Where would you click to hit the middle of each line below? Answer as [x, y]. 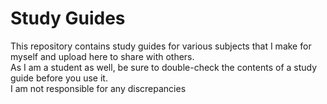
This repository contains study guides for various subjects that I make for [161, 46]
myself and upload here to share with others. [102, 56]
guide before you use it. [59, 78]
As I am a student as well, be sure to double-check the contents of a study [164, 67]
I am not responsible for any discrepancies [98, 88]
